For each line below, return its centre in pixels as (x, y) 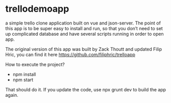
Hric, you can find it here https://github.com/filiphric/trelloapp (70, 55)
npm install (24, 74)
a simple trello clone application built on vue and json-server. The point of (83, 23)
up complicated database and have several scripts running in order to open (84, 34)
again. (12, 95)
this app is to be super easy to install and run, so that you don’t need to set (84, 28)
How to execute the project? (35, 64)
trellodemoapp (37, 9)
